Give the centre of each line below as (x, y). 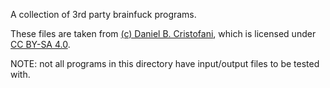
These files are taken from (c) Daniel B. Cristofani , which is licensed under (163, 33)
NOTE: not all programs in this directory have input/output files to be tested (165, 63)
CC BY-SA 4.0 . (40, 44)
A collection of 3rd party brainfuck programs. (103, 14)
